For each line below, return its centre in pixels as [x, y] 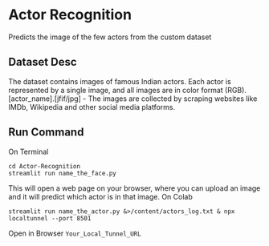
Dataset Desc [43, 62]
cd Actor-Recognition [45, 166]
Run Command [46, 133]
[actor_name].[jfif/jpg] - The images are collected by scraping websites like [133, 99]
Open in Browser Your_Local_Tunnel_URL [75, 233]
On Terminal [29, 151]
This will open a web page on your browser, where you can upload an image [134, 188]
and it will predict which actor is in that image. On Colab [100, 196]
